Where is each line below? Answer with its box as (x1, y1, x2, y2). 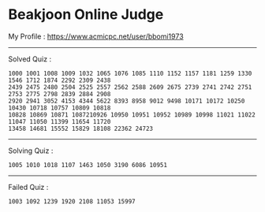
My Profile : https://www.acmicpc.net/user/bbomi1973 (8, 32, 184, 41)
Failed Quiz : (8, 182, 49, 192)
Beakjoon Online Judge (8, 6, 164, 24)
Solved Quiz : (8, 54, 52, 64)
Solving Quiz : (8, 146, 54, 155)
